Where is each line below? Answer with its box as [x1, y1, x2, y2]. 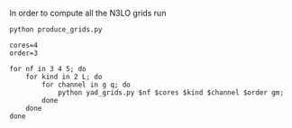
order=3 [9, 49, 39, 58]
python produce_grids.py [9, 25, 103, 34]
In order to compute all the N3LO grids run [9, 8, 167, 18]
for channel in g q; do [41, 80, 131, 89]
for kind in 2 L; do [25, 72, 103, 81]
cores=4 [9, 41, 39, 50]
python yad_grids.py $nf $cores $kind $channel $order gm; [57, 88, 284, 97]
